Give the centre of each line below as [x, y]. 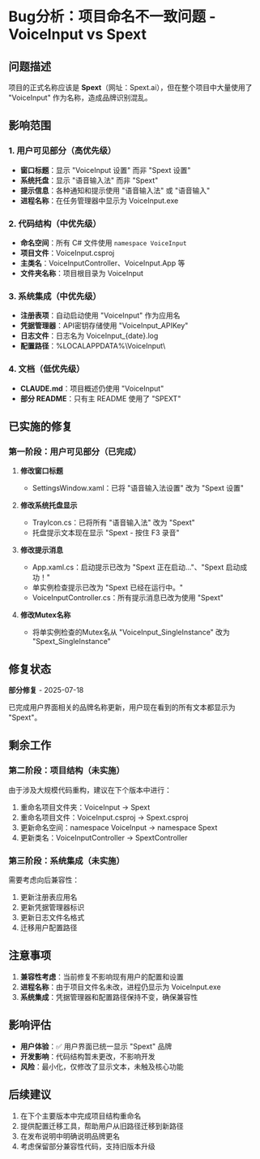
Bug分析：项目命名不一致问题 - [112, 17]
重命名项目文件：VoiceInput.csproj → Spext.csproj [104, 817]
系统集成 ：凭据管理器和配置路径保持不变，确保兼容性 [109, 997]
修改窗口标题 [41, 471]
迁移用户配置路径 [49, 928]
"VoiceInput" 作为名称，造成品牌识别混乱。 [80, 97]
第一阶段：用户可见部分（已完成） [75, 452]
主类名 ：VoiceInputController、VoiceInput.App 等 [102, 263]
